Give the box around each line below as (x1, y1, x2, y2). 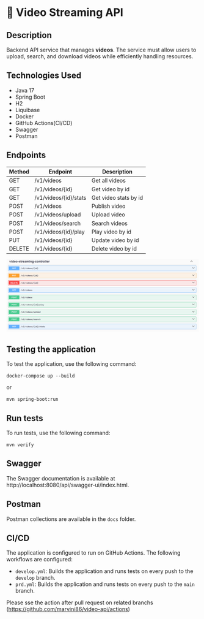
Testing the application (6, 344, 96, 354)
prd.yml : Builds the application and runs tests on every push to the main (15, 580, 195, 588)
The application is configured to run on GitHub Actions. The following (6, 549, 181, 556)
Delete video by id (91, 245, 137, 253)
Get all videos (91, 177, 126, 184)
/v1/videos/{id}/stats (34, 194, 87, 201)
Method (9, 168, 29, 175)
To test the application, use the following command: (6, 360, 137, 368)
